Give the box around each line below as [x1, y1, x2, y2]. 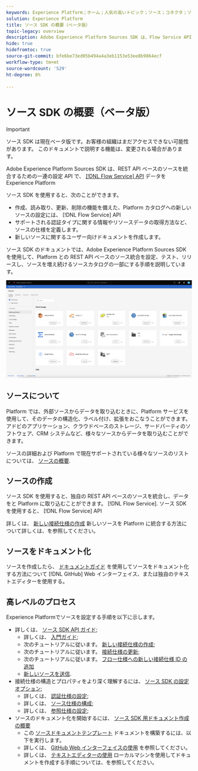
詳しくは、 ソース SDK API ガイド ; [14, 626, 98, 633]
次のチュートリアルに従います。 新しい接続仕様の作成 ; [23, 641, 156, 648]
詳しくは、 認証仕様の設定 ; [23, 693, 89, 699]
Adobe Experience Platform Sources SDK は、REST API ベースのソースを [6, 165, 183, 172]
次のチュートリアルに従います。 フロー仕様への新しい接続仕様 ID [23, 655, 181, 662]
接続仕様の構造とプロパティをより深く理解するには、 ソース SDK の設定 [14, 678, 190, 684]
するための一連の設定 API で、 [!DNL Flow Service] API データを [11, 173, 166, 180]
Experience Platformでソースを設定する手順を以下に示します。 [6, 613, 158, 621]
